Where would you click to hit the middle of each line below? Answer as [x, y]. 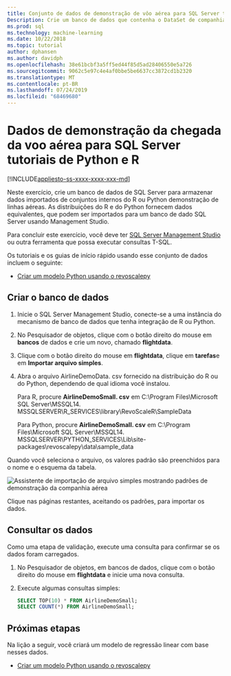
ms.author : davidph [35, 58]
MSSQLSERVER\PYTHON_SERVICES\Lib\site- [81, 439]
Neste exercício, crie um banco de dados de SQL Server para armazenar [110, 192]
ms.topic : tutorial [35, 45]
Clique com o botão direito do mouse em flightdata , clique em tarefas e [118, 356]
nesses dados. [28, 652]
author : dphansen [32, 52]
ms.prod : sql [26, 26]
